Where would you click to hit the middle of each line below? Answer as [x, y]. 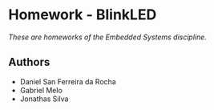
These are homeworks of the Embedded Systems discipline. [107, 37]
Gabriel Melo [41, 90]
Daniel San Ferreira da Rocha [68, 81]
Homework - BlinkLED [83, 15]
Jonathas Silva [44, 99]
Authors [29, 62]
